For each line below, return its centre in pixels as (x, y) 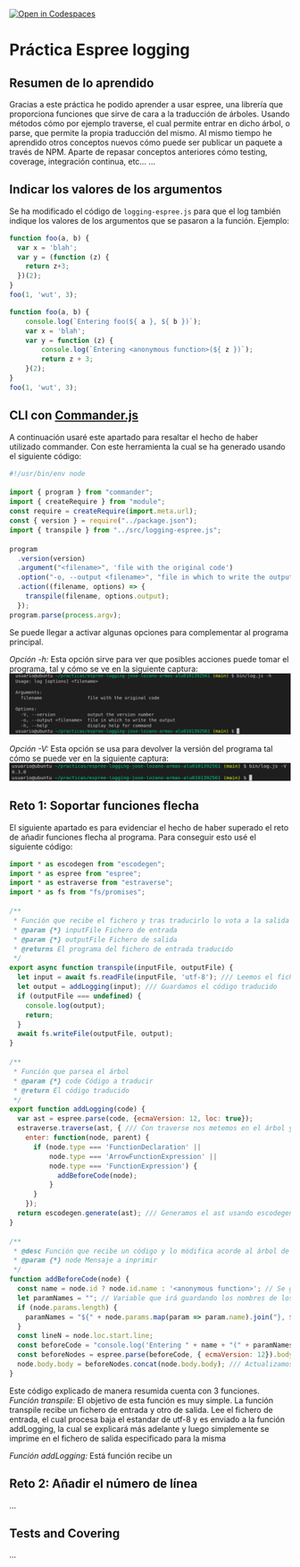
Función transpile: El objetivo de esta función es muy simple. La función (142, 1400)
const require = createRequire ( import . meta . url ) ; (104, 511)
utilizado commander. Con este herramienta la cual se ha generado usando (147, 447)
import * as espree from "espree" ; (75, 873)
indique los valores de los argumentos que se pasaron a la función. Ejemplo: (150, 220)
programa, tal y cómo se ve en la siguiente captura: (104, 669)
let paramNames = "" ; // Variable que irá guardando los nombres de (147, 1298)
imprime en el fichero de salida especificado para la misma (117, 1438)
